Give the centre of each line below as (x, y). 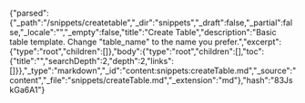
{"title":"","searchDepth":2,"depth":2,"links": (92, 61)
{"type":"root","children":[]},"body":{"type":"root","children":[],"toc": (137, 51)
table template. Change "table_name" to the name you (111, 42)
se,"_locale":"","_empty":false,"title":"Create (91, 32)
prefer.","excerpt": (248, 42)
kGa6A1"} (27, 90)
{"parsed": (30, 13)
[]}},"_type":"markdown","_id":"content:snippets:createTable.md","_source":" (153, 70)
